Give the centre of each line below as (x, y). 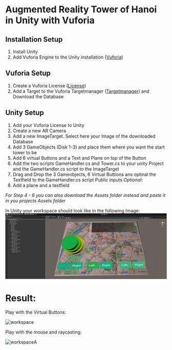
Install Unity (25, 52)
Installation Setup (34, 39)
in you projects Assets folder (35, 200)
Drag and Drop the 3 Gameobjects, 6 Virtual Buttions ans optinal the (84, 174)
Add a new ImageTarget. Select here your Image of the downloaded (84, 136)
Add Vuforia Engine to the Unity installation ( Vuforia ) (68, 57)
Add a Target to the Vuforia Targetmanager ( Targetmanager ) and (81, 91)
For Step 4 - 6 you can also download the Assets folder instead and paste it (85, 195)
